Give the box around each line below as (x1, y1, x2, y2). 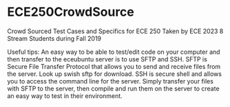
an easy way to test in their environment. (7, 91, 123, 100)
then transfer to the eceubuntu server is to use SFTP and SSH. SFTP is (7, 55, 208, 63)
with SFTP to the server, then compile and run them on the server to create (7, 84, 220, 93)
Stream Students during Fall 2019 (7, 34, 102, 42)
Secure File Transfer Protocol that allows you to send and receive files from (7, 62, 221, 70)
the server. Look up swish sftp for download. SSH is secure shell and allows (7, 70, 222, 78)
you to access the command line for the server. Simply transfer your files (7, 77, 213, 85)
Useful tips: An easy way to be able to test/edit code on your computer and (7, 48, 220, 56)
